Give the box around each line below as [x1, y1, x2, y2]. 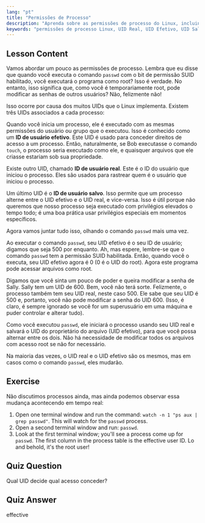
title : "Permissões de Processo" [6, 15, 92, 21]
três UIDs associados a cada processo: [6, 109, 105, 116]
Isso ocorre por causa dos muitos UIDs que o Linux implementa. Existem [6, 102, 189, 110]
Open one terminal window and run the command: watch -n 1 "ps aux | [15, 411, 198, 418]
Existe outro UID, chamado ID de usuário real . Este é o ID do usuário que [6, 165, 189, 173]
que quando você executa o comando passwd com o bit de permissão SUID [6, 71, 195, 79]
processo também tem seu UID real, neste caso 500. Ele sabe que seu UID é [6, 290, 198, 297]
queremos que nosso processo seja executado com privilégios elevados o [6, 202, 193, 210]
